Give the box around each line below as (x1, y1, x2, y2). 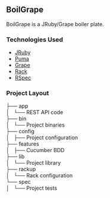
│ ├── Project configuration (6, 134, 78, 142)
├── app (6, 102, 29, 109)
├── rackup (6, 166, 36, 173)
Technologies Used (6, 35, 64, 43)
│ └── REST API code (6, 109, 64, 116)
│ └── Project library (6, 159, 61, 166)
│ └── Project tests (6, 184, 58, 192)
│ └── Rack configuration (6, 172, 73, 179)
